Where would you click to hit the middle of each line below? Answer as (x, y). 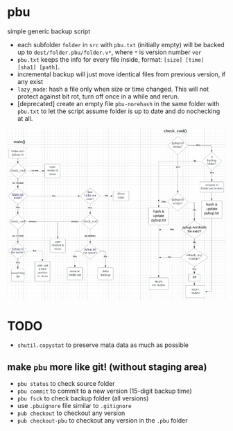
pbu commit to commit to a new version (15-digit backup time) (104, 391)
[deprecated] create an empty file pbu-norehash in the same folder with (118, 103)
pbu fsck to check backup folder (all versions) (83, 398)
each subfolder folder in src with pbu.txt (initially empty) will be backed (121, 44)
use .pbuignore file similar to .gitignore (74, 406)
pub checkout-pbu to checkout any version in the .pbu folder (102, 421)
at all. (25, 118)
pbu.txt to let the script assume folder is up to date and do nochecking (119, 111)
